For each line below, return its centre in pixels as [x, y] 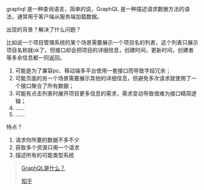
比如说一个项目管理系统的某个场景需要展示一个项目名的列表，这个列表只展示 [102, 42]
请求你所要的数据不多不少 [47, 140]
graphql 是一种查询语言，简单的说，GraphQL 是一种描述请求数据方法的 [95, 9]
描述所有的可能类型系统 [44, 155]
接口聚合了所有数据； [47, 86]
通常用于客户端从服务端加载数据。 [59, 16]
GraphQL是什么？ [43, 168]
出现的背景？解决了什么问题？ [44, 30]
